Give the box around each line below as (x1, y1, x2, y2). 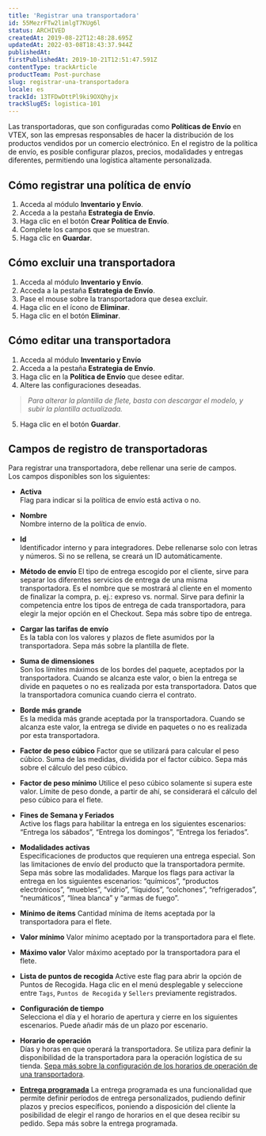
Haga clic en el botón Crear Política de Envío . (19, 216, 169, 226)
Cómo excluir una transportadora (8, 256, 176, 270)
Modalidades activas (19, 843, 90, 852)
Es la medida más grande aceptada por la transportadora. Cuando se (19, 714, 245, 724)
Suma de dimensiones (19, 656, 95, 666)
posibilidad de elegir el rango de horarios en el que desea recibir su (19, 1111, 241, 1120)
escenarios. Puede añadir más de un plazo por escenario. (19, 1020, 208, 1031)
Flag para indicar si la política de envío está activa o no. (19, 495, 201, 505)
